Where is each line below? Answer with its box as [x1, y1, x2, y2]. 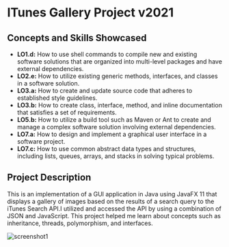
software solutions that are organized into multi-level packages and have [16, 57, 222, 66]
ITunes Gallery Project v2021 [7, 5, 174, 21]
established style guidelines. [16, 94, 98, 102]
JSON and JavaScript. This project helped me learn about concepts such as [7, 211, 221, 220]
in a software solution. [16, 79, 80, 87]
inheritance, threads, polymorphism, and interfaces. [7, 219, 153, 227]
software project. [16, 138, 66, 145]
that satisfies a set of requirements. [16, 108, 118, 116]
